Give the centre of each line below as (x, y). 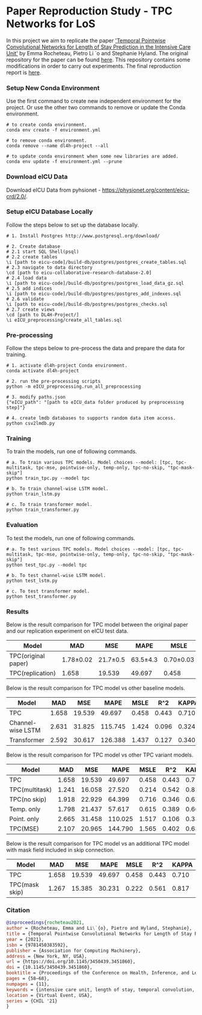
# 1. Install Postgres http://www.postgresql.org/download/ (83, 236)
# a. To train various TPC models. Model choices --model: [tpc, (90, 463)
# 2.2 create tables (32, 257)
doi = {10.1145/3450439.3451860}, (50, 968)
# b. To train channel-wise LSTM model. (58, 489)
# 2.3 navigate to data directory (50, 267)
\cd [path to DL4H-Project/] (43, 315)
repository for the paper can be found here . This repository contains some (98, 59)
